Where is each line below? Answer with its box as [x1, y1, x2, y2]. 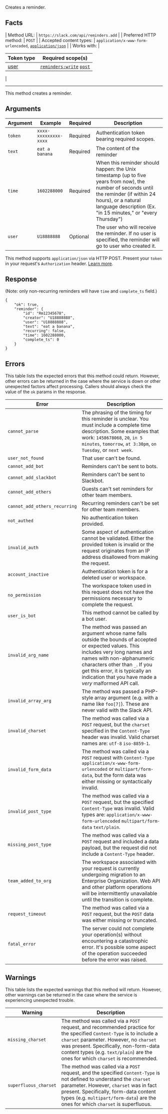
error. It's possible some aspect [81, 944, 156, 951]
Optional [69, 233, 89, 240]
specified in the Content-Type [81, 727, 150, 734]
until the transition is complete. [81, 896, 154, 903]
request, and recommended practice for [61, 1024, 155, 1031]
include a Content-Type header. [81, 850, 155, 857]
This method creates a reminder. [5, 90, 72, 96]
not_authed [7, 518, 33, 524]
